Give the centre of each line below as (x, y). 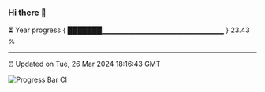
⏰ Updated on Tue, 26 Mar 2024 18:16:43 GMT (84, 64)
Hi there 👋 (28, 13)
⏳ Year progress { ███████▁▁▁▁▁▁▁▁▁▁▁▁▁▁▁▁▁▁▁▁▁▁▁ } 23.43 (129, 30)
